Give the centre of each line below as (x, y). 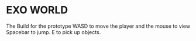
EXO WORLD (37, 10)
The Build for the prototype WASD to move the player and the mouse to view (98, 26)
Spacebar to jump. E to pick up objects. (54, 32)
